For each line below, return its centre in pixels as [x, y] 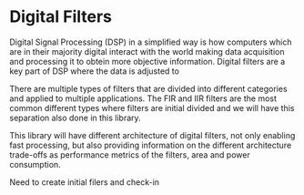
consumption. [35, 164]
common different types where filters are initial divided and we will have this [152, 108]
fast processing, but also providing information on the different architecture [151, 145]
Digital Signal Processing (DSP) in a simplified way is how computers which [151, 42]
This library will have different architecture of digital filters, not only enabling [152, 135]
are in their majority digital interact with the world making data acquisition [147, 51]
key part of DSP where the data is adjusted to [95, 71]
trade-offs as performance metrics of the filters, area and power [130, 154]
